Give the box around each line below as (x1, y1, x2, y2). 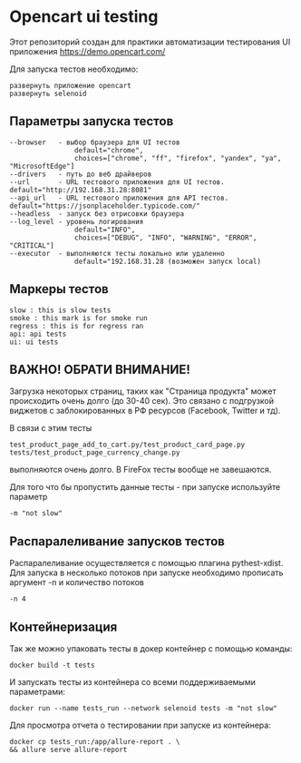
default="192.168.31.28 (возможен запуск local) (73, 257, 261, 266)
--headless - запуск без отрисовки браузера (9, 209, 184, 219)
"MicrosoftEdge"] (9, 161, 75, 171)
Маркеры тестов (9, 281, 109, 297)
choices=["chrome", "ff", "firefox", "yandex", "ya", (73, 153, 282, 162)
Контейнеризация (9, 619, 118, 634)
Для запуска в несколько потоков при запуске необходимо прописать (9, 567, 284, 578)
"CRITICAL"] (9, 240, 54, 250)
